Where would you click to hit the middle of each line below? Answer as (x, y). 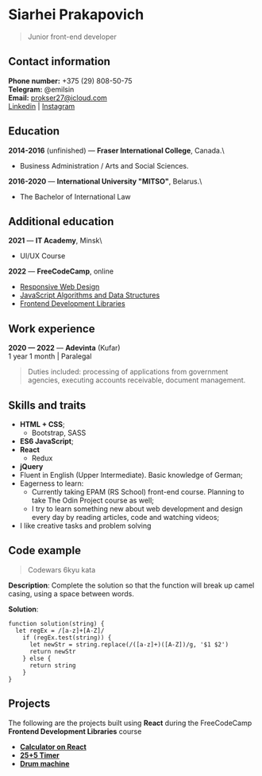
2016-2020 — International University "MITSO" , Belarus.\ (105, 181)
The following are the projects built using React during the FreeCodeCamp (130, 723)
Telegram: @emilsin (41, 89)
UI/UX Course (42, 256)
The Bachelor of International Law (75, 196)
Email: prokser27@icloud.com (58, 98)
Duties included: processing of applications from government (128, 372)
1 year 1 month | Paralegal (50, 356)
